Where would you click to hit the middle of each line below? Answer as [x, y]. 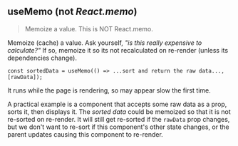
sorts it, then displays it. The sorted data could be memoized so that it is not [119, 111]
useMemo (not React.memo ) [72, 12]
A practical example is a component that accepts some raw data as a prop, [117, 104]
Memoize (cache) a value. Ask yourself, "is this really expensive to [105, 43]
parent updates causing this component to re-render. [86, 134]
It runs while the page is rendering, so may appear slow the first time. [109, 90]
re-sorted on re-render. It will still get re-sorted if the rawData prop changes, [119, 119]
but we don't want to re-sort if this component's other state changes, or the [118, 127]
